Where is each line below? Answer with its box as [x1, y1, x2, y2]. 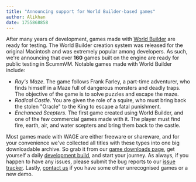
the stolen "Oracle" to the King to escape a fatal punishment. [14, 103, 161, 110]
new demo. [6, 171, 33, 178]
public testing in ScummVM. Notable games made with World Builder [6, 60, 173, 68]
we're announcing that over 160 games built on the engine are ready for [6, 54, 180, 62]
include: [6, 67, 26, 74]
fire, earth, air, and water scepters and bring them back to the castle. [14, 122, 181, 129]
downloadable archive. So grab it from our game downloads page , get [6, 146, 175, 153]
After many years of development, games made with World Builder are [6, 36, 176, 43]
